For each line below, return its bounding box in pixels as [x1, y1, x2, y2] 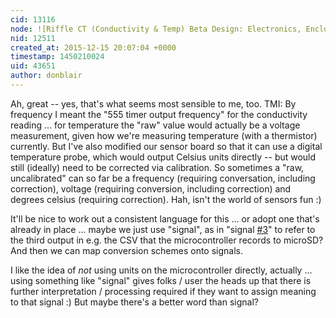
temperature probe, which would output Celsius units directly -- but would [10, 151, 317, 163]
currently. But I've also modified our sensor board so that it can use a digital [10, 140, 323, 152]
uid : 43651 [10, 61, 56, 71]
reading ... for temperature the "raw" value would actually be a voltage [10, 119, 301, 131]
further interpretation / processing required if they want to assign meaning [10, 285, 317, 297]
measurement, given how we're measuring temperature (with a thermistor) [10, 129, 318, 141]
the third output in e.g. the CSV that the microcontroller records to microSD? [10, 234, 324, 246]
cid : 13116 [10, 14, 56, 25]
